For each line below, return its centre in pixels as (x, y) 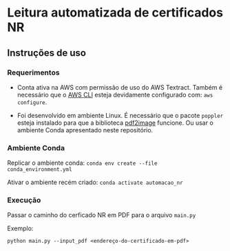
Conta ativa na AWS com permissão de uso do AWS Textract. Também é (120, 87)
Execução (24, 200)
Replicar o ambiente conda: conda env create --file (82, 163)
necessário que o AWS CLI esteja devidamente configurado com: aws (115, 94)
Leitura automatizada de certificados (115, 13)
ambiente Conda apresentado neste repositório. (85, 130)
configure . (32, 102)
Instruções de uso (46, 53)
